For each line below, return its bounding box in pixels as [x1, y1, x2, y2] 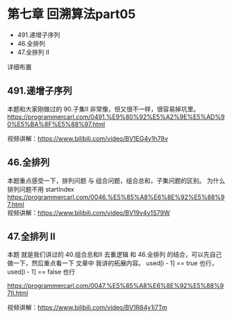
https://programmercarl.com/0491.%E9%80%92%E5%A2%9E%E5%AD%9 [7, 112, 225, 121]
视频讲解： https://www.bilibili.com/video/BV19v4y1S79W [7, 208, 170, 217]
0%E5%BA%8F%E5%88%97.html [7, 119, 106, 128]
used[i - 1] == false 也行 [7, 268, 76, 276]
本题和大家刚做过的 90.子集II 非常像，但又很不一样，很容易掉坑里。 [7, 105, 200, 113]
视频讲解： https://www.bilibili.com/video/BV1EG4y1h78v [7, 134, 169, 142]
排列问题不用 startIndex [7, 185, 74, 193]
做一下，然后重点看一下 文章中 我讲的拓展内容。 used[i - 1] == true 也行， [7, 259, 218, 267]
